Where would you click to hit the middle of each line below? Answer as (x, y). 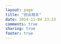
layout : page (19, 10)
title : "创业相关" (24, 15)
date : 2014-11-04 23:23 (31, 19)
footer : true (19, 33)
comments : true (22, 24)
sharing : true (21, 29)
